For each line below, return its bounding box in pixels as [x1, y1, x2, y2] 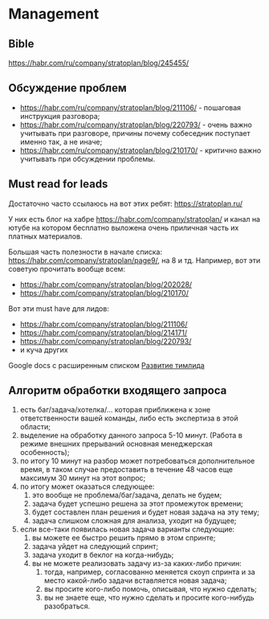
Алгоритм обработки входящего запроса [8, 383, 227, 398]
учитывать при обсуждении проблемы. [19, 154, 156, 163]
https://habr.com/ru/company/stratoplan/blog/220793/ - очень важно [19, 120, 253, 129]
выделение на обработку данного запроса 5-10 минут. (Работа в [19, 431, 243, 441]
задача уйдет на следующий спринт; [31, 542, 159, 551]
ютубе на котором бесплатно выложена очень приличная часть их [8, 223, 239, 232]
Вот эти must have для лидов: [8, 303, 110, 314]
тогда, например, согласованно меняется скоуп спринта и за [43, 568, 255, 577]
